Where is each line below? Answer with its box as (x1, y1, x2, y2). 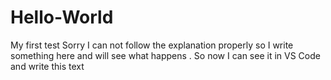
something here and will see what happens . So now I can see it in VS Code (10, 49, 321, 61)
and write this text (10, 60, 85, 72)
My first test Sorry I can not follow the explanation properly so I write (10, 39, 294, 51)
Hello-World (10, 6, 114, 29)
